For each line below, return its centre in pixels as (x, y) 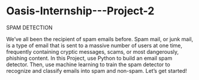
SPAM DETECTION (29, 27)
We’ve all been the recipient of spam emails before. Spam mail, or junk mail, (100, 39)
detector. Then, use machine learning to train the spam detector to (88, 64)
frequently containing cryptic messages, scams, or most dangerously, (93, 51)
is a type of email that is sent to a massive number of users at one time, (94, 45)
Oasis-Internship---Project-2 (80, 11)
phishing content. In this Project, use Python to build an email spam (89, 58)
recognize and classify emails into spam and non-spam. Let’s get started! (97, 70)
